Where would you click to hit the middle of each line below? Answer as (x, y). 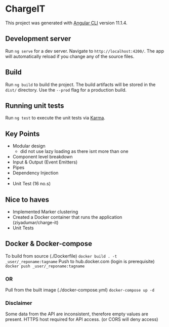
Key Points (23, 134)
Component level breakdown (43, 157)
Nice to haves (27, 200)
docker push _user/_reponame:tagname (45, 266)
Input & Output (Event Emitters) (45, 162)
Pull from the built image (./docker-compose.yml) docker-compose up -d (80, 290)
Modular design (29, 146)
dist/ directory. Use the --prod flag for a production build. (66, 90)
